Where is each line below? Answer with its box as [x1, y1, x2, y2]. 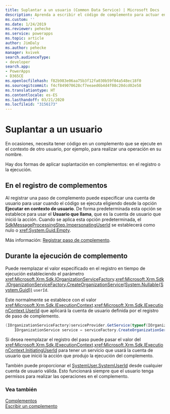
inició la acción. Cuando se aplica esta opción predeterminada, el [5, 216, 142, 222]
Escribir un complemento [5, 403, 58, 409]
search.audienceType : [5, 54, 51, 60]
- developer [5, 59, 30, 65]
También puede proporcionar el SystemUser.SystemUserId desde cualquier [5, 363, 163, 369]
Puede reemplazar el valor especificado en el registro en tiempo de [5, 265, 146, 271]
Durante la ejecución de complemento [5, 252, 128, 261]
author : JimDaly [5, 41, 39, 46]
